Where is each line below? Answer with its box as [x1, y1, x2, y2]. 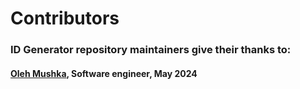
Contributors [10, 7, 120, 30]
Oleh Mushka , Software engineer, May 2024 [10, 67, 198, 79]
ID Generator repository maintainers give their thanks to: [10, 43, 292, 57]
